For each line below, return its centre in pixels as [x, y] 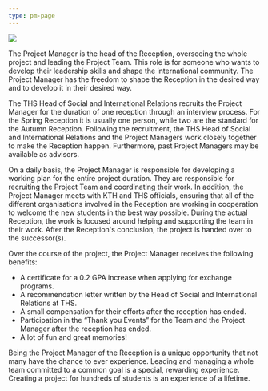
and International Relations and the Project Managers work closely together [133, 137]
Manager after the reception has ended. [86, 329]
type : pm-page [32, 16]
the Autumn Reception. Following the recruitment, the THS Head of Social [130, 128]
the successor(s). [37, 238]
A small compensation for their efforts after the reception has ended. [133, 311]
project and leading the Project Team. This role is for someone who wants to [134, 62]
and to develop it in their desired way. [70, 87]
